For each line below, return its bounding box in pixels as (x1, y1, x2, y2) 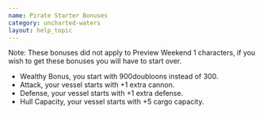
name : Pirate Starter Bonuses (8, 11, 109, 20)
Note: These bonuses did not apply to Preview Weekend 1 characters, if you (8, 48, 256, 58)
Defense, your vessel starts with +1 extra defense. (19, 89, 184, 98)
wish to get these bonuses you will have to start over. (8, 56, 182, 66)
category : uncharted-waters (8, 19, 101, 27)
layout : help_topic (8, 26, 73, 34)
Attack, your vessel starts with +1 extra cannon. (19, 80, 175, 89)
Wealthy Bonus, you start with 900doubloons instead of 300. (19, 72, 219, 82)
